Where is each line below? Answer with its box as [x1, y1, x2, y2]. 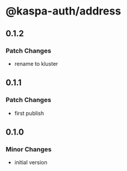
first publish [14, 109, 45, 117]
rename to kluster [14, 60, 58, 67]
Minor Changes [5, 145, 52, 153]
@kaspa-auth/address [5, 4, 122, 18]
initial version [14, 159, 48, 166]
